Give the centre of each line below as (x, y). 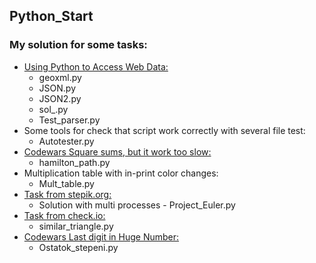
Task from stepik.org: (67, 194)
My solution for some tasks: (78, 45)
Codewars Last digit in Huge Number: (101, 236)
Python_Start (51, 16)
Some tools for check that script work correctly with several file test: (164, 130)
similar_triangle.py (76, 226)
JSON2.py (60, 98)
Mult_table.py (66, 183)
